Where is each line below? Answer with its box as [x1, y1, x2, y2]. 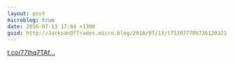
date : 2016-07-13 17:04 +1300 [7, 23, 96, 30]
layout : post [7, 10, 46, 17]
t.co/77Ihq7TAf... [7, 48, 55, 57]
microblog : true [7, 17, 55, 24]
